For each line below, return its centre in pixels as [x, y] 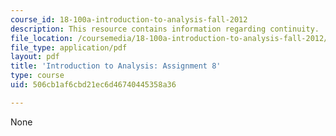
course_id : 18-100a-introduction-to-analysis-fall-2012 [129, 19]
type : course [37, 76]
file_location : [42, 38]
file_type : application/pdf [69, 47]
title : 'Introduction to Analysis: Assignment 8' [116, 66]
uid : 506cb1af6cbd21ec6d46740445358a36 [93, 85]
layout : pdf [35, 57]
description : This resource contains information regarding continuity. [165, 29]
